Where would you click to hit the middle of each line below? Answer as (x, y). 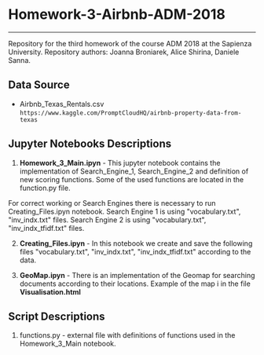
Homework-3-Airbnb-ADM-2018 (117, 15)
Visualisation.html (50, 291)
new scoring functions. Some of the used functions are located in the (132, 179)
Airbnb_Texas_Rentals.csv (62, 104)
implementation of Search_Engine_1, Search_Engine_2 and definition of (134, 171)
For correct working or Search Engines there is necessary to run (112, 203)
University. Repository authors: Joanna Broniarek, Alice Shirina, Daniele (124, 52)
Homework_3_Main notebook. (68, 344)
